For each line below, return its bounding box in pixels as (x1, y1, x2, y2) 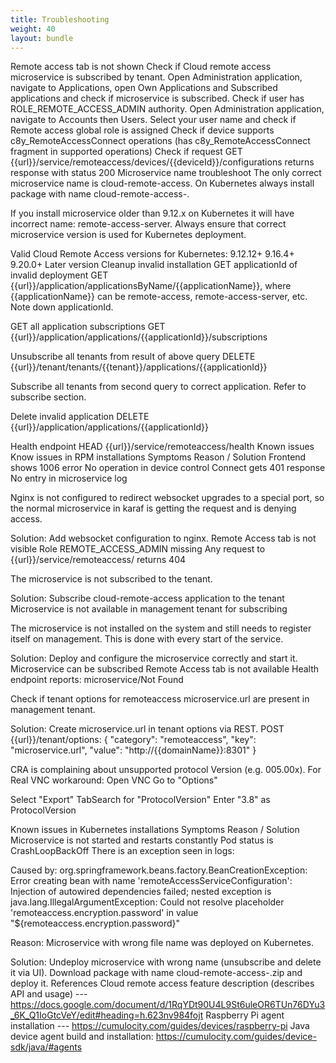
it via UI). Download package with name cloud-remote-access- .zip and (10, 967, 303, 979)
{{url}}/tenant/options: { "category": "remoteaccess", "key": (10, 734, 257, 746)
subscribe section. (10, 391, 87, 403)
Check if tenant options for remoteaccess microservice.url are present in (10, 693, 310, 705)
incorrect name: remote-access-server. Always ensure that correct (10, 218, 287, 230)
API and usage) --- (10, 988, 88, 1000)
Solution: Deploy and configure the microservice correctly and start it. (10, 652, 298, 665)
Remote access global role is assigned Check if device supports (10, 124, 275, 136)
